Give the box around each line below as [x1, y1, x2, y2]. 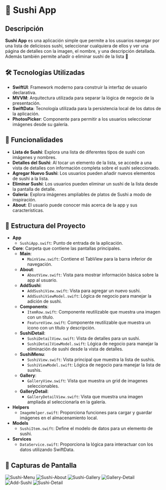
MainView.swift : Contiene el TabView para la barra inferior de [27, 256, 153, 262]
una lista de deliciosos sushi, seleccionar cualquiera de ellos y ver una [5, 43, 149, 49]
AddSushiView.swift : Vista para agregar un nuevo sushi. [27, 288, 141, 294]
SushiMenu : [19, 351, 46, 357]
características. [12, 207, 45, 213]
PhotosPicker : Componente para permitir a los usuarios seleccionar [12, 116, 152, 122]
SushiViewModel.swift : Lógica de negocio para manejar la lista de [27, 362, 161, 368]
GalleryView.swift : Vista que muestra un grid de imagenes [27, 378, 148, 384]
